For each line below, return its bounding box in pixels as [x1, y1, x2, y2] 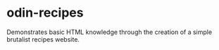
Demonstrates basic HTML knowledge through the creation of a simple [6, 28, 213, 36]
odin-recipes [6, 5, 84, 21]
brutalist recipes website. [6, 35, 80, 43]
